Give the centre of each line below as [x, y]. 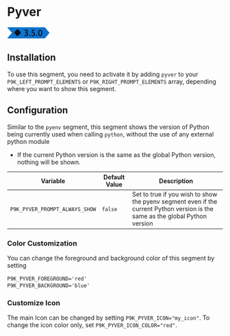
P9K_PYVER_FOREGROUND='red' [47, 279]
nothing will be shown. [49, 162]
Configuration [38, 110]
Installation [31, 58]
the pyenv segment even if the [175, 202]
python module [28, 141]
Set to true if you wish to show [175, 194]
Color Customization [42, 243]
